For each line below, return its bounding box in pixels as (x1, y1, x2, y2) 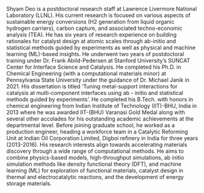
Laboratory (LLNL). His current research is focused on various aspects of (6, 12, 191, 19)
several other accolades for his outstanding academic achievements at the (6, 115, 194, 122)
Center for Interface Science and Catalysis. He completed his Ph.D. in (6, 63, 181, 71)
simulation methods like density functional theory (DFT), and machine (6, 161, 182, 167)
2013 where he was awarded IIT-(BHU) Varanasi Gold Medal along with (6, 109, 185, 116)
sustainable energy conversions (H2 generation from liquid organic (6, 18, 175, 25)
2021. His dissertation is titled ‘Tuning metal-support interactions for (6, 83, 178, 90)
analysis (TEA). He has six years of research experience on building (6, 31, 177, 38)
